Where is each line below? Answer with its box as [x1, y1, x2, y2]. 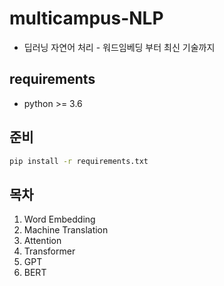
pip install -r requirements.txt [9, 156, 149, 166]
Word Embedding [23, 213, 96, 226]
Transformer [23, 245, 76, 257]
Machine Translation [23, 224, 109, 236]
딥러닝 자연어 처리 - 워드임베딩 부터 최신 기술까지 [23, 41, 216, 53]
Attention [23, 235, 62, 247]
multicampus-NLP [9, 7, 164, 30]
